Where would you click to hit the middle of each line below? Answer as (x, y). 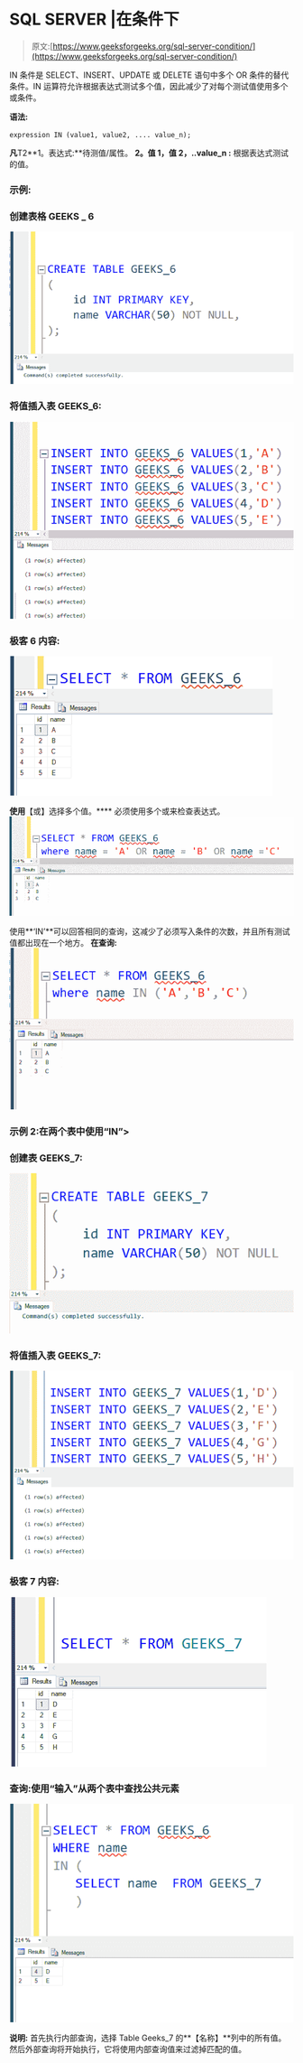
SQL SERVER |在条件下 (95, 19)
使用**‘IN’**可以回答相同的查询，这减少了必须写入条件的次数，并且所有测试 (150, 931)
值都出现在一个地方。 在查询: (63, 942)
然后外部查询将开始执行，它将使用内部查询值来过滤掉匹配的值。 (128, 2049)
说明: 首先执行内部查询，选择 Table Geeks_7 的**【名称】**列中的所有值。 (148, 2038)
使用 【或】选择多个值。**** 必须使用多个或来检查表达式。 (117, 811)
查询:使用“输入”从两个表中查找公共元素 (95, 1788)
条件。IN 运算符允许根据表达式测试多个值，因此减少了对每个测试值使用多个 (149, 86)
